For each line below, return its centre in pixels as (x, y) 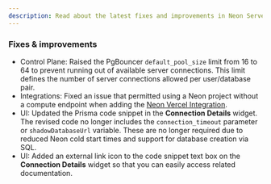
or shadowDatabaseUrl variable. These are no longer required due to (131, 130)
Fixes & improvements (53, 44)
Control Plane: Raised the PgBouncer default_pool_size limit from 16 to (139, 61)
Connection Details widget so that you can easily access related (128, 164)
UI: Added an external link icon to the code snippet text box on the (130, 156)
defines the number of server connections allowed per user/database (135, 78)
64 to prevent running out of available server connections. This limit (133, 70)
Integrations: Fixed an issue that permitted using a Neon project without (139, 96)
